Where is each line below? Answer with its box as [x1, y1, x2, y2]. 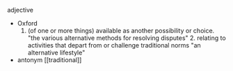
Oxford [17, 19, 38, 27]
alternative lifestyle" [27, 48, 86, 57]
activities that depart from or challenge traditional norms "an [27, 41, 202, 49]
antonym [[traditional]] [17, 56, 82, 64]
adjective [7, 6, 33, 14]
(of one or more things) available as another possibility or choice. [27, 27, 215, 34]
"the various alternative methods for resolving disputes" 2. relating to [27, 34, 226, 42]
